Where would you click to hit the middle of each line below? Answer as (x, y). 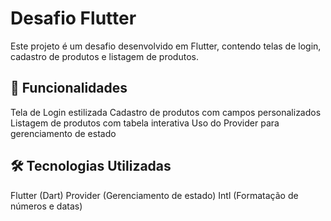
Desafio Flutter (73, 18)
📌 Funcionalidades (69, 88)
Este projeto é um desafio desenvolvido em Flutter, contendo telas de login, (166, 46)
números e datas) (46, 206)
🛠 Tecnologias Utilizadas (91, 166)
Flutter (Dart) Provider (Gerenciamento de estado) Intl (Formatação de (154, 195)
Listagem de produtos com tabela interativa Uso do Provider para (145, 123)
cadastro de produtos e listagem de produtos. (104, 56)
